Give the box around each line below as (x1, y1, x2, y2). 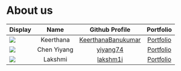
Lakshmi (43, 55, 68, 63)
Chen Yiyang (37, 45, 74, 54)
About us (6, 4, 53, 17)
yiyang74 (96, 45, 124, 54)
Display (9, 25, 31, 34)
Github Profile (89, 25, 131, 34)
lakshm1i (97, 55, 123, 63)
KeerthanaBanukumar (79, 35, 141, 44)
